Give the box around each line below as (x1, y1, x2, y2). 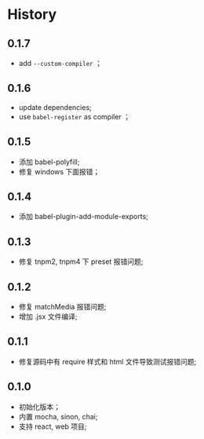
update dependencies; (18, 102, 92, 112)
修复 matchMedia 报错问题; (18, 302, 107, 312)
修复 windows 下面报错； (18, 166, 100, 176)
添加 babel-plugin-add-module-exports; (18, 212, 148, 221)
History (7, 5, 57, 24)
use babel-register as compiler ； (18, 112, 131, 121)
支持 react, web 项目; (18, 422, 87, 431)
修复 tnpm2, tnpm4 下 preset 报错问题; (18, 257, 144, 266)
